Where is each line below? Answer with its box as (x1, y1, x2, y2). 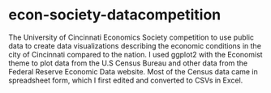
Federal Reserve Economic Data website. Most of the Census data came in (8, 66, 258, 76)
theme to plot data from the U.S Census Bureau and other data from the (8, 58, 248, 68)
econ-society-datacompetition (8, 6, 222, 24)
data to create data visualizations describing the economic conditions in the (8, 40, 262, 50)
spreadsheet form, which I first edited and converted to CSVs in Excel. (8, 75, 243, 85)
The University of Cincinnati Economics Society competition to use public (8, 32, 254, 42)
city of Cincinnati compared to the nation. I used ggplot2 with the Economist (8, 49, 263, 59)
